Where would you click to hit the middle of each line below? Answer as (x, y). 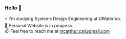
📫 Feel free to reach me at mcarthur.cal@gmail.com (57, 31)
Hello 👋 (13, 8)
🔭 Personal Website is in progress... (40, 26)
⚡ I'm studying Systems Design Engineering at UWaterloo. (63, 19)
